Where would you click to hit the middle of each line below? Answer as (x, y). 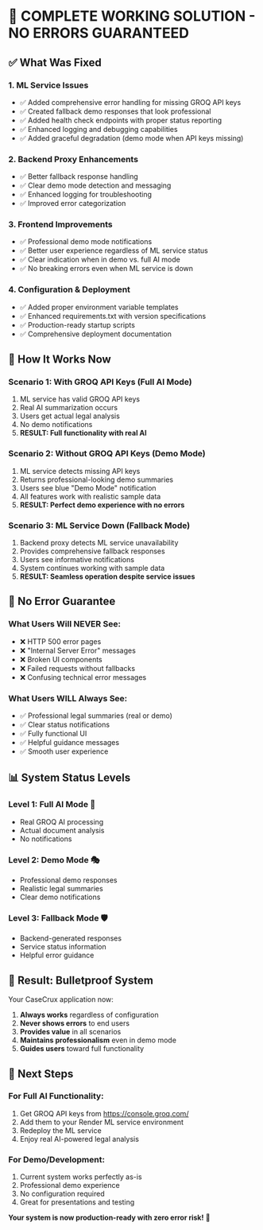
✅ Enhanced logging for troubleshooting (86, 195)
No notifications (46, 839)
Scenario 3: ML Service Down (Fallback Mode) (99, 526)
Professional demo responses (68, 880)
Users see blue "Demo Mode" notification (88, 487)
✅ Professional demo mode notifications (86, 242)
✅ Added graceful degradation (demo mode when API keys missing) (131, 138)
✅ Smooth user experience (64, 751)
